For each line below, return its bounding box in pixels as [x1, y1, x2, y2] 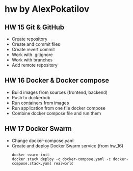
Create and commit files [11, 41, 60, 47]
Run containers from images [11, 100, 69, 106]
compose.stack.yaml [11, 161, 52, 166]
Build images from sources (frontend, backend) [11, 89, 107, 95]
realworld [53, 161, 74, 166]
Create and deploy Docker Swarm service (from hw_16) [11, 142, 124, 148]
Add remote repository [11, 62, 58, 68]
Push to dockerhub [11, 94, 51, 100]
